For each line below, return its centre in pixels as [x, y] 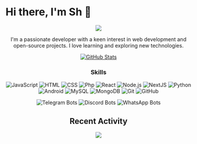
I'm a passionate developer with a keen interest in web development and [98, 39]
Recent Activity [98, 121]
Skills [98, 72]
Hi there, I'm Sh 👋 [49, 12]
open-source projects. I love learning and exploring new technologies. [98, 45]
